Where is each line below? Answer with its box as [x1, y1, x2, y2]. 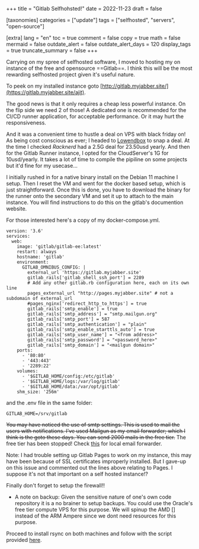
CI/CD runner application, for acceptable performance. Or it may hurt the [6, 113, 184, 120]
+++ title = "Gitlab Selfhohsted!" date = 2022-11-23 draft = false [6, 5, 162, 12]
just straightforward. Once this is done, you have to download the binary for [6, 186, 191, 193]
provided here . [6, 537, 42, 543]
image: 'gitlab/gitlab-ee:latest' [17, 244, 102, 250]
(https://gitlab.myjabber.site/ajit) [6, 89, 85, 95]
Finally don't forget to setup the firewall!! [6, 482, 105, 489]
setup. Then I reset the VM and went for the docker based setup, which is [6, 180, 186, 187]
